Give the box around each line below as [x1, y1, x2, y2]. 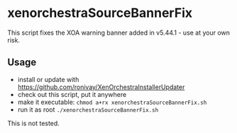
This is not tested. [7, 119, 60, 127]
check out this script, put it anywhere [17, 90, 127, 98]
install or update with [17, 75, 79, 83]
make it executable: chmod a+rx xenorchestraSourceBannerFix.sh [17, 98, 207, 106]
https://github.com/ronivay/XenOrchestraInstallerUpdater [17, 83, 185, 91]
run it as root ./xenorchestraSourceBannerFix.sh [17, 105, 159, 114]
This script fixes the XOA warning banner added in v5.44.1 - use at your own [7, 28, 231, 37]
